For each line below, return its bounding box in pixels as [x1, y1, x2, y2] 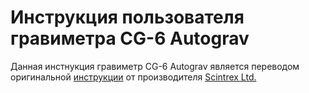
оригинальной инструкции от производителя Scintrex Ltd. [10, 71, 257, 83]
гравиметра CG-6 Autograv [10, 27, 250, 50]
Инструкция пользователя [10, 6, 245, 29]
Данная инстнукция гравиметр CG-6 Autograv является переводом [10, 60, 300, 72]
